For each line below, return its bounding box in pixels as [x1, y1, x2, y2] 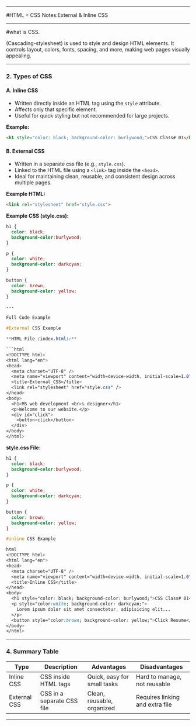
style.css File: [6, 444, 41, 451]
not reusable [136, 680, 170, 688]
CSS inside [40, 672, 70, 680]
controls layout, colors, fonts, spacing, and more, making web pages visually [6, 46, 190, 53]
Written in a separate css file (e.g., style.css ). [14, 160, 125, 167]
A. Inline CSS [6, 87, 38, 94]
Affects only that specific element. [14, 106, 97, 113]
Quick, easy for [87, 672, 129, 680]
